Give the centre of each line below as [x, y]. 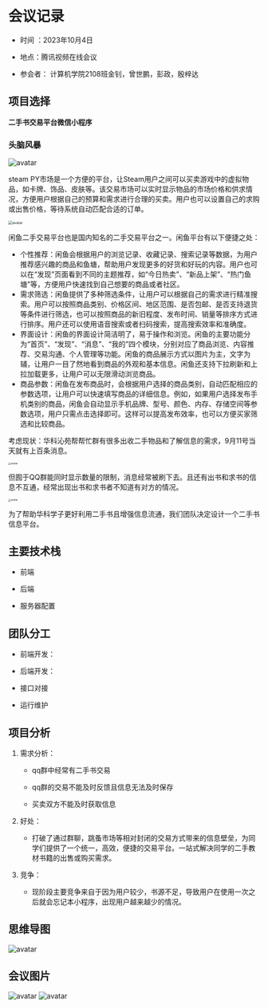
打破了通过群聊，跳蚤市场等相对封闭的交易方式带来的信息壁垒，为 [140, 838]
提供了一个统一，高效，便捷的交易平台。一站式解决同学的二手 [147, 848]
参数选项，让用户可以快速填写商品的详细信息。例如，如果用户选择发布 [135, 394]
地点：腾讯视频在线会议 [58, 57]
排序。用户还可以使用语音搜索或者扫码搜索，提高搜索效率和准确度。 [139, 325]
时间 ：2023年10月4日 [56, 40]
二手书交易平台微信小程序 [50, 122]
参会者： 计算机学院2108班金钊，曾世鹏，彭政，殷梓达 [109, 73]
